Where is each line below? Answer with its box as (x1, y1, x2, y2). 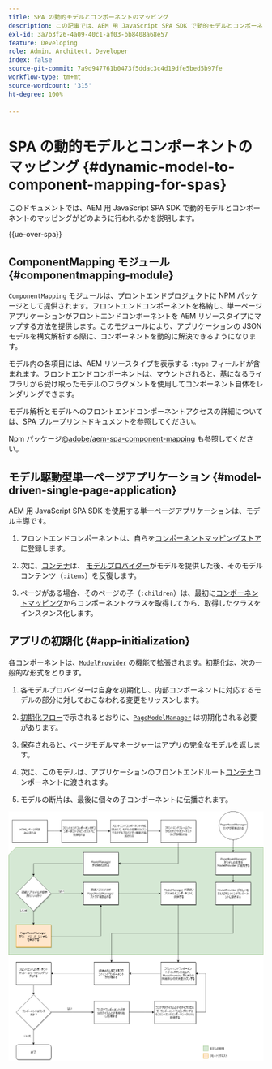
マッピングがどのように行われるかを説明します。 (36, 213, 199, 223)
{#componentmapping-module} (8, 268, 174, 282)
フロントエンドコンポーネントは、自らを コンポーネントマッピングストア (19, 532, 261, 543)
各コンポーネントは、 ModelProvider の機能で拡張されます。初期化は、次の (8, 657, 256, 667)
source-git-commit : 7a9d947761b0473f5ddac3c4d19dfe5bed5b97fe (8, 65, 223, 73)
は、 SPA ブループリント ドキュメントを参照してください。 (8, 416, 201, 426)
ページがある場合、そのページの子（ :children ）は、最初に (19, 588, 216, 597)
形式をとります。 (29, 667, 87, 677)
